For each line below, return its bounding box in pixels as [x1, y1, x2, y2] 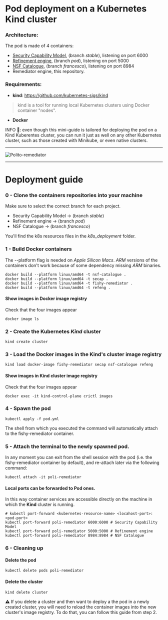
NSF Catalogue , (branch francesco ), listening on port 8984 [12, 63, 134, 69]
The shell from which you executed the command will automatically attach [5, 425, 158, 431]
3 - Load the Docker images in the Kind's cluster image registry [5, 350, 162, 357]
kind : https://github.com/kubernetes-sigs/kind [12, 92, 108, 98]
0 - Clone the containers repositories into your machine [5, 191, 143, 198]
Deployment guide [5, 173, 83, 185]
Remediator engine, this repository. [12, 68, 85, 74]
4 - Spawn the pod [5, 405, 51, 412]
